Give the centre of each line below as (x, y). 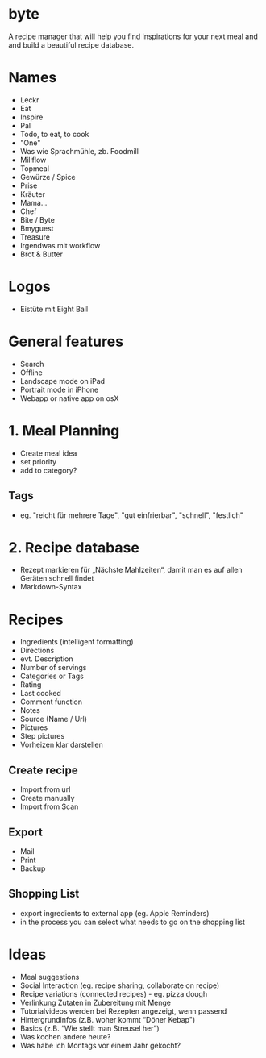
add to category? (48, 470)
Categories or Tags (52, 676)
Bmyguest (37, 228)
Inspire (31, 117)
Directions (37, 651)
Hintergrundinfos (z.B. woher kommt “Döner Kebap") (108, 1019)
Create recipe (43, 770)
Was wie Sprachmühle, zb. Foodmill (79, 151)
